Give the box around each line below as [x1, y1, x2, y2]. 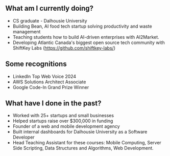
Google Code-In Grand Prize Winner [12, 84, 89, 90]
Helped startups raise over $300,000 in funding [12, 118, 113, 124]
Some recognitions [5, 60, 67, 69]
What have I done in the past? [5, 99, 102, 108]
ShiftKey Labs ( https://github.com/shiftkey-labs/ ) [12, 44, 116, 51]
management [12, 28, 41, 35]
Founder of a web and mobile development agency [12, 123, 120, 129]
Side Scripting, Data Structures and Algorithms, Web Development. [12, 145, 154, 151]
